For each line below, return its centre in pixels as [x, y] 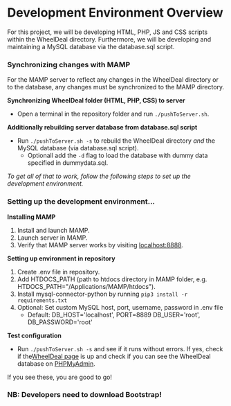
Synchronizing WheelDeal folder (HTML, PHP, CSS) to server [96, 100]
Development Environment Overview [115, 13]
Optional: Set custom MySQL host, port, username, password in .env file [120, 307]
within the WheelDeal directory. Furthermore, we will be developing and [109, 39]
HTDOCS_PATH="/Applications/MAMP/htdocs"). [86, 286]
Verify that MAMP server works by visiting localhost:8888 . [100, 245]
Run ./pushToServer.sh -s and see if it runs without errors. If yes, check [120, 348]
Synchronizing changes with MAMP [69, 64]
